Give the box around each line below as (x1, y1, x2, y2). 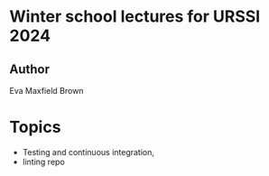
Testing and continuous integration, (22, 146, 155, 157)
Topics (9, 117, 61, 137)
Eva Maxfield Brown (9, 86, 84, 96)
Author (9, 61, 50, 77)
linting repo (22, 156, 65, 167)
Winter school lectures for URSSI (9, 6, 261, 27)
